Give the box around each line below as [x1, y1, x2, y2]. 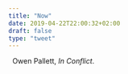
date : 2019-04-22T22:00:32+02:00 [8, 19, 121, 27]
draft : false [8, 27, 52, 35]
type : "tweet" [8, 34, 56, 43]
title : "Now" [8, 11, 52, 20]
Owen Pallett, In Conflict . [11, 56, 95, 66]
